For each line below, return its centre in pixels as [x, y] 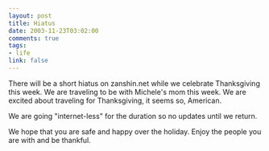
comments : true [34, 38]
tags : [17, 46]
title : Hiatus [32, 23]
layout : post [30, 16]
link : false [28, 61]
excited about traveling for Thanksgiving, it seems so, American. [115, 100]
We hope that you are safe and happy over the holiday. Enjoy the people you [135, 131]
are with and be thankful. [50, 140]
